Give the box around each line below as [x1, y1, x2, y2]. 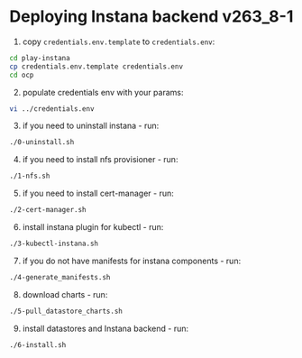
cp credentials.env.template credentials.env [9, 61, 183, 71]
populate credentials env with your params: [22, 87, 184, 97]
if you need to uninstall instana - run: [22, 120, 160, 132]
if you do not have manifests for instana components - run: [22, 255, 242, 266]
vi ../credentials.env [9, 104, 95, 114]
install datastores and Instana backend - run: [22, 323, 189, 334]
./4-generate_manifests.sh [9, 272, 111, 281]
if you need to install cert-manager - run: [22, 188, 174, 199]
